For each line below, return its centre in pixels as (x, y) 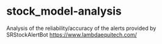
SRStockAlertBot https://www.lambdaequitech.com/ (72, 34)
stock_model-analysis (64, 11)
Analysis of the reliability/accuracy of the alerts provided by (81, 28)
